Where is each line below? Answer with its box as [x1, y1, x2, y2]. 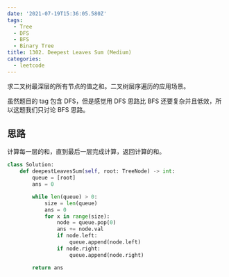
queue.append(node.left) [69, 239, 141, 246]
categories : [7, 56, 42, 63]
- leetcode [13, 62, 45, 69]
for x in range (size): [44, 213, 110, 220]
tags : [7, 17, 23, 24]
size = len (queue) [44, 200, 98, 207]
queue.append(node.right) [69, 251, 144, 258]
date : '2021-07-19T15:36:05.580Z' [7, 10, 108, 17]
